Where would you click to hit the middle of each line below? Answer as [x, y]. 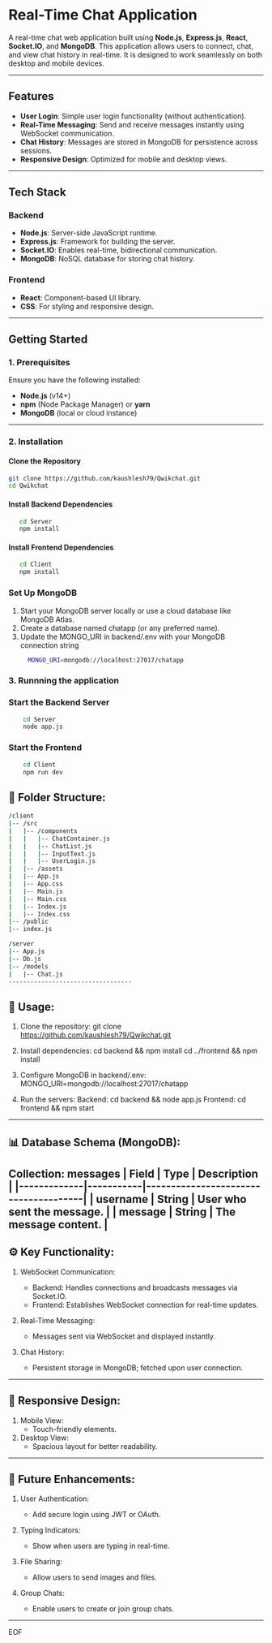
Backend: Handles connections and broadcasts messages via [135, 1287]
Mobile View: [42, 1420]
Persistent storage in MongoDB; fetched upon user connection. [138, 1367]
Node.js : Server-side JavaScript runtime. [89, 233]
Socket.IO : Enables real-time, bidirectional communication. [119, 250]
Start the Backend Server [59, 702]
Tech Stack [37, 192]
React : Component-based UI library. [81, 297]
